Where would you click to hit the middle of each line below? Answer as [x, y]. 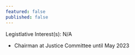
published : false [27, 17]
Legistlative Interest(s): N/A [39, 34]
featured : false [25, 12]
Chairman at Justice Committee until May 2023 [72, 46]
